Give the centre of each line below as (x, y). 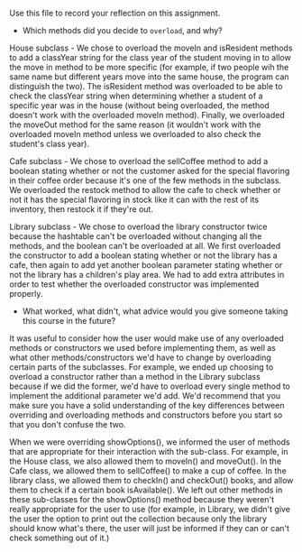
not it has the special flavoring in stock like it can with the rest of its (134, 199)
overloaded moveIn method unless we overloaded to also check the (135, 134)
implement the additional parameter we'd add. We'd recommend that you (145, 396)
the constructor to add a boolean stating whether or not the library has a (143, 255)
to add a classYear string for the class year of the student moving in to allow (150, 57)
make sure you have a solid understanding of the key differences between (147, 405)
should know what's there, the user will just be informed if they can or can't (150, 528)
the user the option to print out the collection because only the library (138, 519)
